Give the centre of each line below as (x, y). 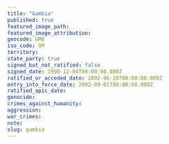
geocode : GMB (26, 39)
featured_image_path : (38, 26)
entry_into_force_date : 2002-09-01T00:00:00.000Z (80, 84)
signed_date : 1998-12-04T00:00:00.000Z (65, 71)
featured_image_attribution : (49, 33)
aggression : (24, 110)
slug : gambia (26, 129)
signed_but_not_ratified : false (54, 65)
